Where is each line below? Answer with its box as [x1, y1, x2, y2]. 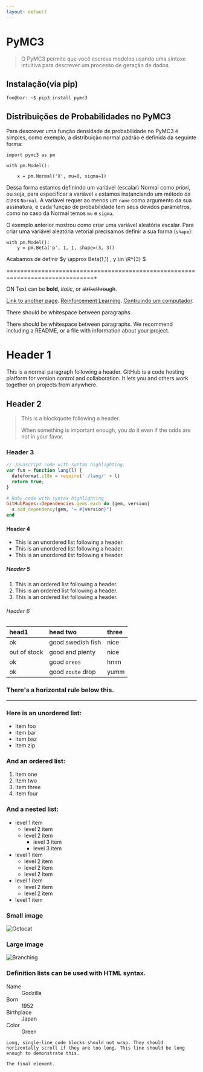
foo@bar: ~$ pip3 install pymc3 [6, 95, 88, 101]
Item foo [14, 723, 36, 730]
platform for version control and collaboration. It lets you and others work [6, 375, 188, 382]
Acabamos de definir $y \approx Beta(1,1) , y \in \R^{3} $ [6, 256, 146, 263]
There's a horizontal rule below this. [6, 686, 115, 694]
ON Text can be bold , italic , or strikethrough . [6, 285, 117, 293]
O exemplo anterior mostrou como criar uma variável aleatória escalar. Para [6, 222, 195, 229]
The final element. [6, 1060, 56, 1067]
